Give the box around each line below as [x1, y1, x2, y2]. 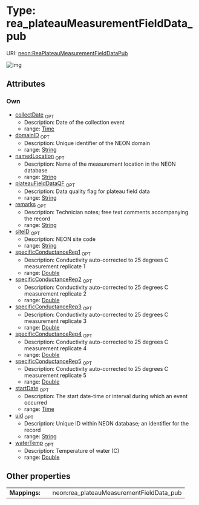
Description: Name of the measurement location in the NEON [24, 160, 177, 168]
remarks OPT [15, 200, 47, 209]
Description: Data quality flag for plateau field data [24, 188, 150, 195]
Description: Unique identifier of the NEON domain [24, 140, 150, 147]
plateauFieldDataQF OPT [15, 180, 76, 188]
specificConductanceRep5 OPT [15, 358, 93, 366]
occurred [24, 399, 47, 407]
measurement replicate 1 [24, 263, 86, 270]
